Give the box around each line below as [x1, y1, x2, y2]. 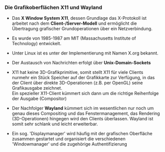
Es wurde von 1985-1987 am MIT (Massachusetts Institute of [11, 35, 136, 41]
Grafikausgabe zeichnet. [11, 85, 63, 91]
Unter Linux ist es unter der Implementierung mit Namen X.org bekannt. [11, 50, 159, 56]
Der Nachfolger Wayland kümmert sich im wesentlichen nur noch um [11, 105, 154, 111]
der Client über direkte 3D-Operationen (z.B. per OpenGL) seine [11, 80, 143, 86]
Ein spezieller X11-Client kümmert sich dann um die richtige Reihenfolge [11, 91, 159, 97]
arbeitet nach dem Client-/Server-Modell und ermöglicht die [11, 20, 137, 26]
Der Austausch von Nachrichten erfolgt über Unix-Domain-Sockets [11, 60, 151, 66]
